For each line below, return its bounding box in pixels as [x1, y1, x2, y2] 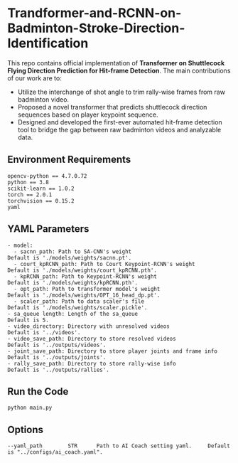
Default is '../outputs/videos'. [7, 341, 107, 348]
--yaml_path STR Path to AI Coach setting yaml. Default [7, 442, 231, 449]
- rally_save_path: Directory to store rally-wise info [7, 360, 176, 367]
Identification [7, 36, 89, 51]
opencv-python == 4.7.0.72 [7, 172, 87, 179]
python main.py [7, 404, 53, 412]
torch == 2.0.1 [7, 191, 53, 198]
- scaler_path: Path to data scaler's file [13, 297, 144, 305]
